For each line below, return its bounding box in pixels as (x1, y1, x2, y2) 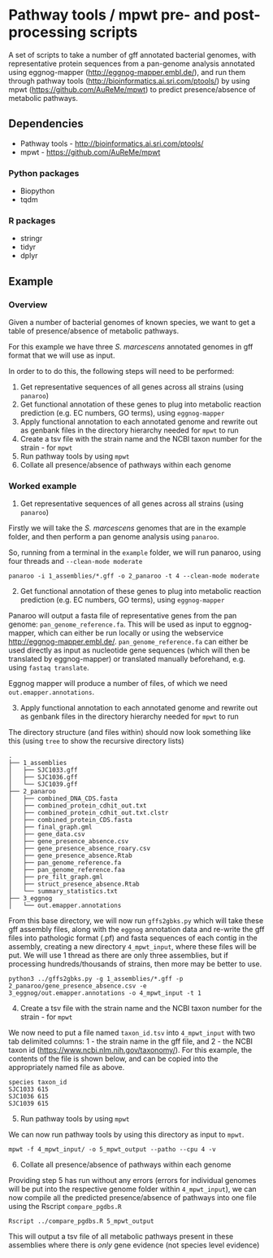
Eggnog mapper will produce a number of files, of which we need (8, 679, 227, 688)
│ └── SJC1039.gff (8, 781, 79, 789)
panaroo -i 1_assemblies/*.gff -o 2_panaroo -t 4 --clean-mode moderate (8, 572, 260, 580)
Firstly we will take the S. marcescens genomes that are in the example (8, 523, 246, 533)
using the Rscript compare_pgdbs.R (8, 1202, 122, 1212)
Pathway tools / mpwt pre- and (8, 6, 221, 24)
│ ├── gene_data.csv (8, 830, 85, 838)
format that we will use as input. (8, 350, 115, 360)
